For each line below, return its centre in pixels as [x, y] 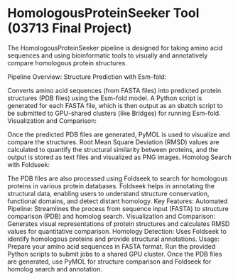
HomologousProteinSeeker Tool [103, 13]
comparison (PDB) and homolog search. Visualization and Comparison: [112, 216]
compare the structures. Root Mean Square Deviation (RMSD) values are [113, 142]
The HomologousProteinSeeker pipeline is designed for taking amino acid [115, 48]
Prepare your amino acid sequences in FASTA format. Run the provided [112, 246]
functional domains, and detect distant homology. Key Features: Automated [118, 201]
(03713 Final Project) [70, 28]
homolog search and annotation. [55, 269]
